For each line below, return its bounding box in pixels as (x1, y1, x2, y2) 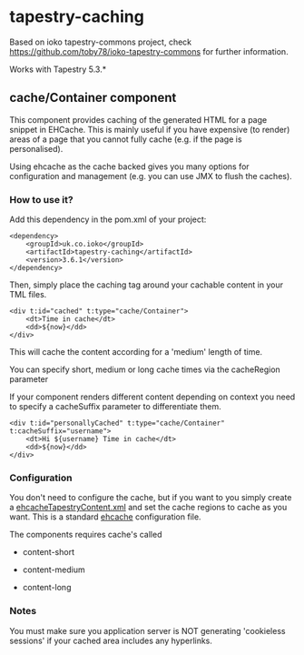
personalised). (9, 143, 64, 154)
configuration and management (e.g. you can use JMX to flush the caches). (9, 170, 292, 181)
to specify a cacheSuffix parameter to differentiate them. (9, 401, 221, 412)
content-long (22, 582, 72, 593)
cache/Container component (9, 90, 177, 106)
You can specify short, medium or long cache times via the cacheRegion (9, 364, 281, 375)
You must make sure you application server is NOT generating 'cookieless (9, 625, 286, 636)
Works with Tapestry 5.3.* (9, 64, 107, 75)
